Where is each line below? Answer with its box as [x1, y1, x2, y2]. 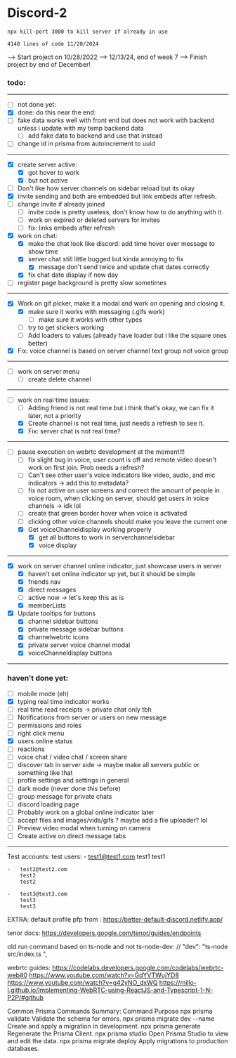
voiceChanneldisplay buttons [27, 648, 112, 658]
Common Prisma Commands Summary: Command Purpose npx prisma [7, 1007, 213, 1015]
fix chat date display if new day [27, 270, 119, 279]
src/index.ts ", [7, 950, 48, 958]
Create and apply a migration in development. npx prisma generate [7, 1021, 201, 1030]
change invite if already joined [17, 200, 105, 208]
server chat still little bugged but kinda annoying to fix [27, 255, 184, 263]
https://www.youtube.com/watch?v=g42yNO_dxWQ [7, 978, 158, 986]
